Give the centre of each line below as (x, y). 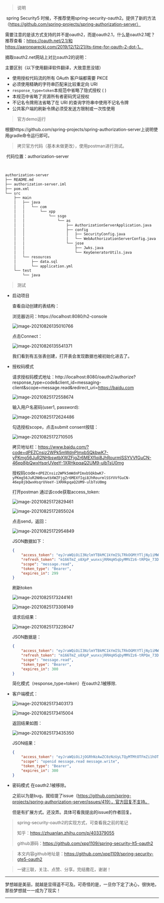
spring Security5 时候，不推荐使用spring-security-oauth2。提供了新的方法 (81, 18)
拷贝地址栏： (25, 447)
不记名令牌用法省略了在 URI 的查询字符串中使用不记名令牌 (70, 103)
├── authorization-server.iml (36, 184)
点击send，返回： (30, 521)
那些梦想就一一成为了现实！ (33, 890)
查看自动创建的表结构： (36, 306)
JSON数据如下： (29, 541)
